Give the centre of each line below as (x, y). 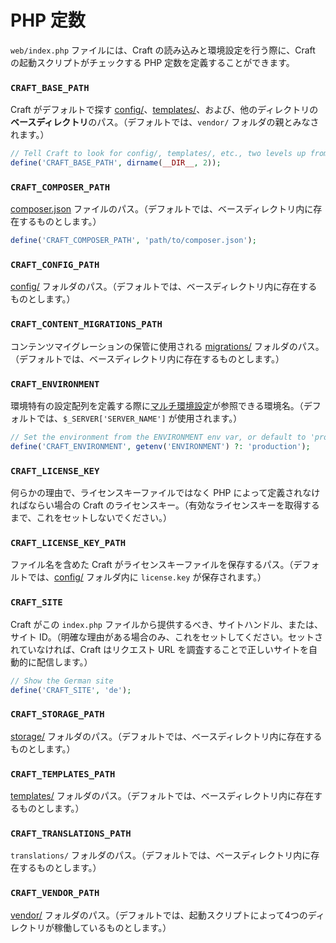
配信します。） (64, 662)
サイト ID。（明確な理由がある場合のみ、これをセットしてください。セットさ (166, 637)
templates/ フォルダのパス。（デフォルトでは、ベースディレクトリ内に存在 (162, 796)
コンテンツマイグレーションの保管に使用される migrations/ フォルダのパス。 (167, 346)
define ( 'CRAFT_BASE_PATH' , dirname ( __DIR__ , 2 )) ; (116, 163)
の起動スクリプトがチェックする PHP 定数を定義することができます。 (152, 62)
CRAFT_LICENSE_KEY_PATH (68, 543)
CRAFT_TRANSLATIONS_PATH (71, 833)
